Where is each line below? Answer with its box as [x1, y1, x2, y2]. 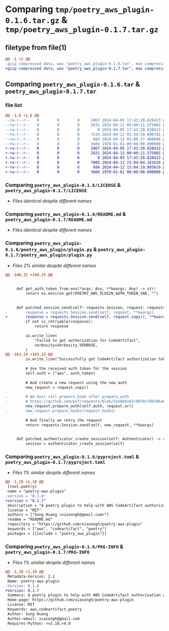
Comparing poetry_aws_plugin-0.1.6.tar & [5, 80, 140, 89]
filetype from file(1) [5, 43, 67, 51]
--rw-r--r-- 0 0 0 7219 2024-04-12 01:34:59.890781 [5, 132, 161, 137]
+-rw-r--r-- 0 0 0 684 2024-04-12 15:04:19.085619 [5, 165, 161, 170]
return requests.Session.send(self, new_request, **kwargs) [25, 423, 154, 428]
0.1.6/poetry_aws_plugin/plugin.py [5, 247, 93, 253]
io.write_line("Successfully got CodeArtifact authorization [25, 357, 156, 362]
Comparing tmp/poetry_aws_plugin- [5, 4, 154, 15]
